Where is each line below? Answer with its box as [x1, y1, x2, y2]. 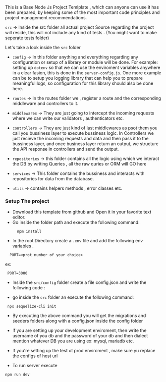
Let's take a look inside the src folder [5, 45, 81, 50]
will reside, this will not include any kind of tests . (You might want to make [5, 30, 157, 35]
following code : [12, 285, 46, 291]
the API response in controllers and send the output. [12, 146, 119, 152]
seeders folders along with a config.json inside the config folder [12, 318, 143, 324]
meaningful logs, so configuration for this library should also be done [12, 80, 154, 86]
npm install [17, 229, 42, 234]
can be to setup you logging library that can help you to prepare [12, 75, 143, 81]
